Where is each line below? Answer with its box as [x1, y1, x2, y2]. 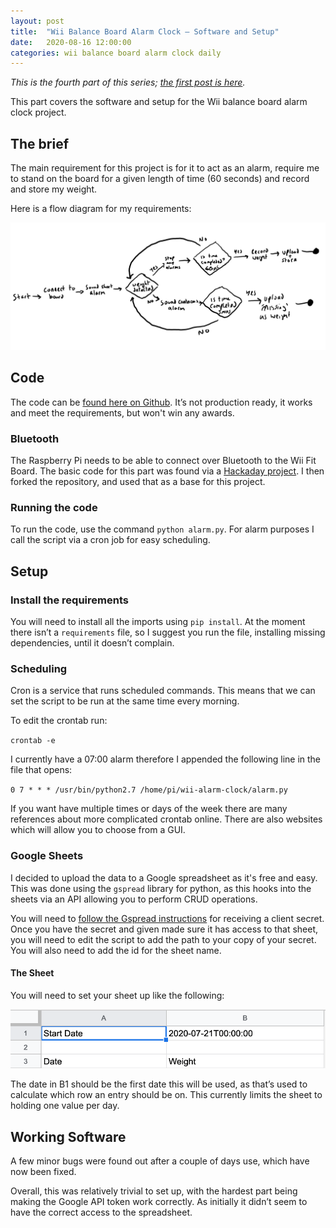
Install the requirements [10, 593, 129, 607]
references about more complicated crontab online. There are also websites [10, 813, 323, 825]
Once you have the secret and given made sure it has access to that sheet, [10, 923, 319, 935]
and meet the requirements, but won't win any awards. [10, 406, 235, 419]
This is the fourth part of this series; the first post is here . [10, 76, 246, 89]
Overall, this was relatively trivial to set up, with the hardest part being [10, 1185, 298, 1197]
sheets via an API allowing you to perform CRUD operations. [10, 893, 258, 905]
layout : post [10, 16, 65, 26]
